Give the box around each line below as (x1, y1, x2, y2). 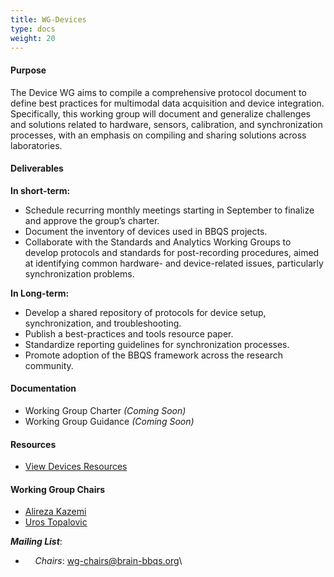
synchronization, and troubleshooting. (24, 317, 182, 329)
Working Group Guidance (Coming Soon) (24, 415, 195, 427)
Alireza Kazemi (24, 506, 87, 518)
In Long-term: (10, 287, 70, 299)
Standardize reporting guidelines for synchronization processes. (24, 338, 290, 350)
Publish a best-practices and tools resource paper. (24, 327, 234, 340)
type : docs (10, 24, 56, 34)
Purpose (10, 64, 47, 76)
